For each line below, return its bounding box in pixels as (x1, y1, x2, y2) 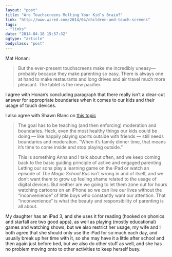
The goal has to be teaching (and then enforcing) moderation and (17, 122, 157, 128)
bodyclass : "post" (5, 41, 45, 46)
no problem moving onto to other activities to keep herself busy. (5, 246, 141, 252)
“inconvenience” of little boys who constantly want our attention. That (17, 192, 166, 198)
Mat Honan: (5, 55, 30, 61)
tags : (5, 22, 17, 27)
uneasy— (135, 65, 156, 71)
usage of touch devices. (5, 102, 56, 108)
